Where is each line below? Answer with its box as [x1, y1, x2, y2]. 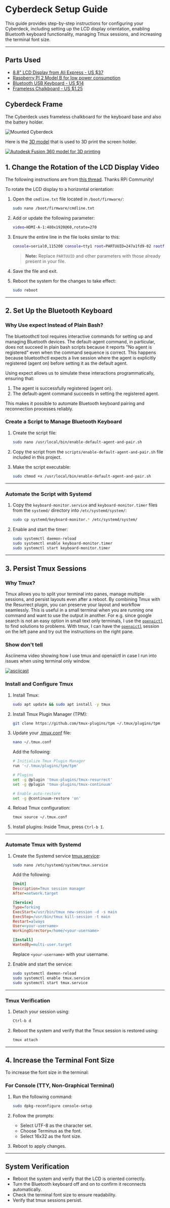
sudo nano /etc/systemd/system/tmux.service [12, 862, 108, 868]
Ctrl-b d [12, 1018, 31, 1023]
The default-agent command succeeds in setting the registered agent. [12, 390, 159, 396]
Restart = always [12, 919, 45, 924]
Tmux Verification [5, 997, 51, 1004]
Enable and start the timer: [12, 526, 68, 532]
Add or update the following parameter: [12, 215, 95, 221]
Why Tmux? [5, 579, 35, 586]
